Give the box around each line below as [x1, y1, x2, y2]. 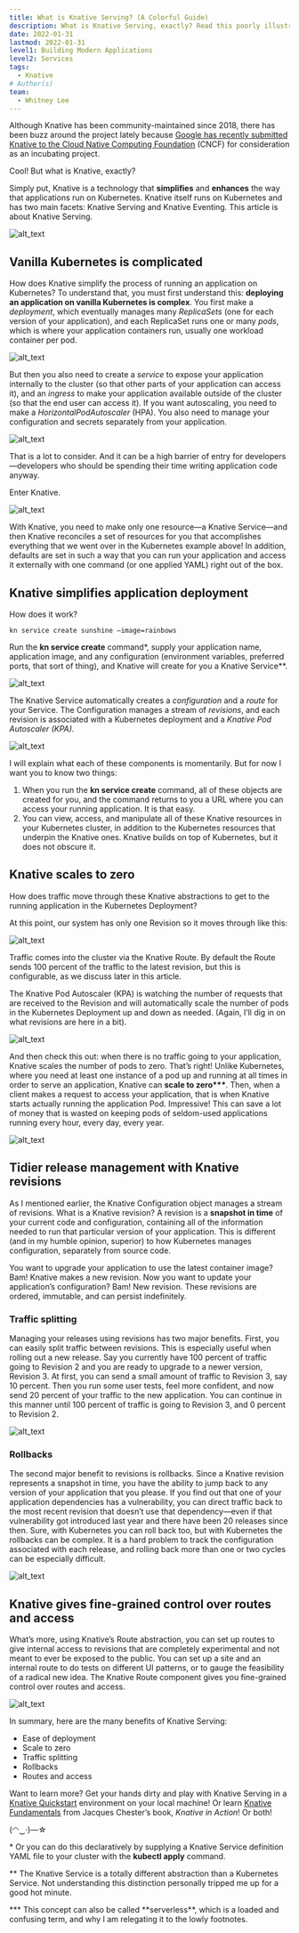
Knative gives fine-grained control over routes [9, 1597, 271, 1612]
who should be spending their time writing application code [60, 460, 278, 472]
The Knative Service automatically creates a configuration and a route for [9, 695, 279, 706]
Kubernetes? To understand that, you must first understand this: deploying [9, 287, 284, 298]
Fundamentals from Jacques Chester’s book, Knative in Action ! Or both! [9, 1808, 273, 1818]
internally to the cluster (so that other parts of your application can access [9, 379, 282, 390]
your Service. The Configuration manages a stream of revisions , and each [9, 705, 280, 715]
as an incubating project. [9, 149, 101, 159]
